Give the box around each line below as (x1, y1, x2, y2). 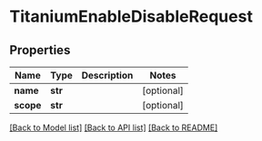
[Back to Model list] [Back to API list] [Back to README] (9, 122, 218, 133)
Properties (9, 42, 71, 58)
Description (81, 70, 134, 81)
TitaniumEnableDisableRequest (9, 6, 253, 27)
